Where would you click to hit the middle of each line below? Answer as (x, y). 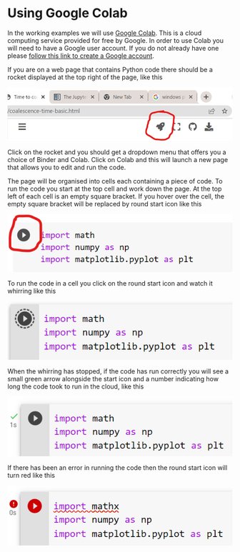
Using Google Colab (67, 13)
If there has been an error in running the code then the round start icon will (117, 468)
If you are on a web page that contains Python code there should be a (110, 69)
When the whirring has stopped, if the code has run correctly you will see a (118, 371)
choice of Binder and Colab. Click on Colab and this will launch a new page (118, 160)
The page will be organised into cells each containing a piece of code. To (115, 181)
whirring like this (32, 291)
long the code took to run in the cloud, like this (76, 386)
